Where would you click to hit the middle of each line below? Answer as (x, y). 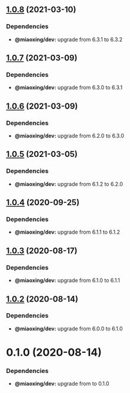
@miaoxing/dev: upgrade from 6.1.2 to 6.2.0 (69, 184)
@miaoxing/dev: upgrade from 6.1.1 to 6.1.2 (67, 232)
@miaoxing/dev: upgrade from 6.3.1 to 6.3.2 (69, 39)
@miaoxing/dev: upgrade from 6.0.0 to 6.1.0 (69, 328)
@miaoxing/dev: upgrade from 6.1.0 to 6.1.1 (67, 280)
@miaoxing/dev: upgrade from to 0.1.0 (62, 384)
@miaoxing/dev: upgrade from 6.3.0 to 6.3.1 (69, 87)
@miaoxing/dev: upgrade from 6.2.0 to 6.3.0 (69, 136)
